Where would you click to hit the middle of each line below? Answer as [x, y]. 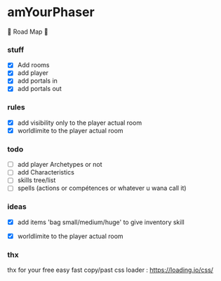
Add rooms [34, 65]
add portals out [39, 89]
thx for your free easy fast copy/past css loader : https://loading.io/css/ [110, 270]
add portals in [38, 81]
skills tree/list [36, 180]
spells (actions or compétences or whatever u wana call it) [102, 188]
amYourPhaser [51, 12]
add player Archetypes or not [60, 165]
